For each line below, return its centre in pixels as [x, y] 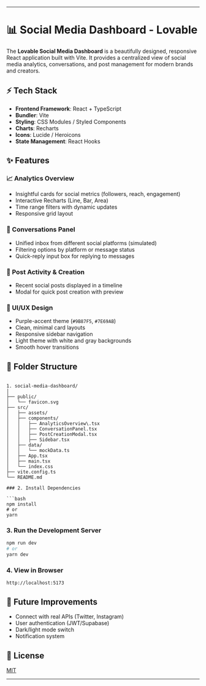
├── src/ [17, 408]
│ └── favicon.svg [33, 402]
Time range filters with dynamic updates [66, 207]
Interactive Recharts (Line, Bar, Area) [62, 201]
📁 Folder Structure [42, 366]
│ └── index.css [30, 467]
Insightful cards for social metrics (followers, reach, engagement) [98, 194]
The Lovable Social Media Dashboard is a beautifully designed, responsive [102, 51]
